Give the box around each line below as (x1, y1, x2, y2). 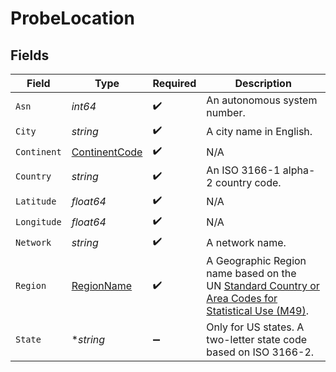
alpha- (282, 163, 316, 177)
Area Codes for (206, 292, 278, 305)
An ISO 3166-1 (206, 163, 281, 177)
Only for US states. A (206, 320, 305, 334)
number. (206, 106, 246, 119)
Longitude (15, 216, 62, 227)
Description (234, 77, 292, 90)
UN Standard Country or (206, 279, 320, 292)
